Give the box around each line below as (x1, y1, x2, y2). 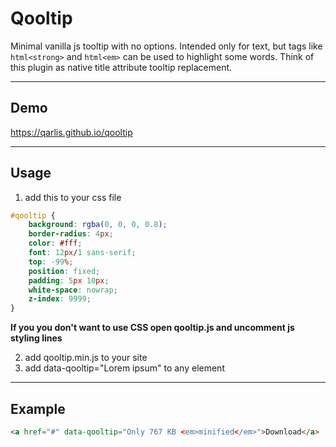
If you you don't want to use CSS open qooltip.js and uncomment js (10, 322, 295, 334)
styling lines (10, 332, 63, 344)
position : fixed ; (28, 266, 101, 276)
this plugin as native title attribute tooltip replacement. (10, 61, 233, 73)
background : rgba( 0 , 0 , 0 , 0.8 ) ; (28, 220, 168, 230)
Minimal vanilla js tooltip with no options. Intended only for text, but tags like (10, 40, 323, 52)
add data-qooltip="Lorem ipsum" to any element (24, 362, 225, 374)
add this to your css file (24, 191, 122, 203)
